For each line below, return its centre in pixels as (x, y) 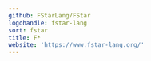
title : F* (25, 38)
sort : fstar (28, 30)
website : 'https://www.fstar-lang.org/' (77, 45)
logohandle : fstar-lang (48, 23)
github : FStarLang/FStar (50, 15)
